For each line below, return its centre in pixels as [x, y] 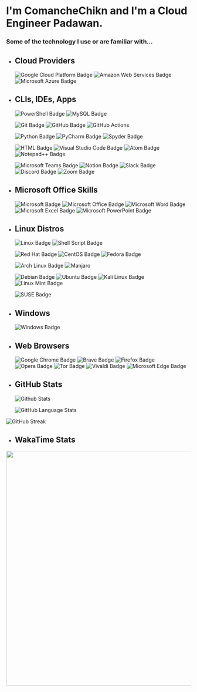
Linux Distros [39, 229]
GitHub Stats [38, 385]
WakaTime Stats [45, 440]
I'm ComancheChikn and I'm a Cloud [97, 11]
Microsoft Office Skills [56, 190]
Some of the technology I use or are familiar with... [79, 42]
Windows [32, 313]
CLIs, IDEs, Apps [45, 99]
